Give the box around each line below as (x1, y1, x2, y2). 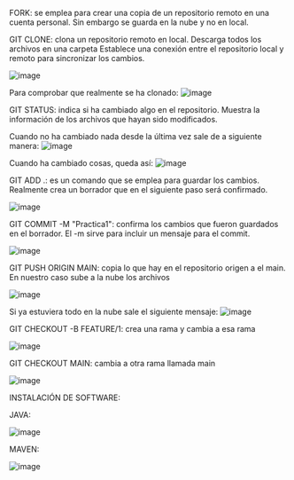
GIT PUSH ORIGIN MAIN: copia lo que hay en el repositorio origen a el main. (9, 263, 286, 273)
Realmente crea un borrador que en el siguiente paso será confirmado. (9, 185, 268, 194)
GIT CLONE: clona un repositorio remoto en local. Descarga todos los (9, 35, 262, 44)
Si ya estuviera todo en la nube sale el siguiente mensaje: (9, 306, 219, 317)
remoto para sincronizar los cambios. (9, 53, 145, 63)
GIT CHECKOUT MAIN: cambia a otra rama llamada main (9, 358, 216, 368)
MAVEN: (9, 444, 40, 454)
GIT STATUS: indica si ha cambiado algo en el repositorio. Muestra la (9, 105, 260, 114)
